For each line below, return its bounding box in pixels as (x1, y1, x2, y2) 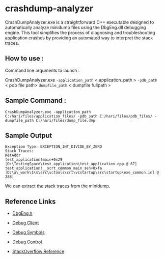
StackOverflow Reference (12, 249, 65, 255)
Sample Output (5, 131, 53, 140)
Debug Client (12, 220, 39, 226)
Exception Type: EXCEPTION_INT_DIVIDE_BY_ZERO (5, 144, 102, 149)
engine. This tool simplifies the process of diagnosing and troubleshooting (5, 29, 156, 35)
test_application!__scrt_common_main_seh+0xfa (5, 166, 102, 171)
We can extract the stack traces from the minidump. (5, 183, 110, 189)
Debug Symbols (12, 230, 45, 235)
